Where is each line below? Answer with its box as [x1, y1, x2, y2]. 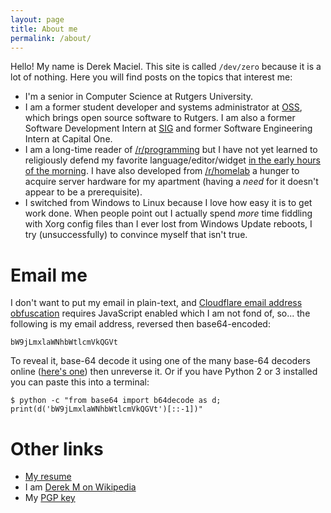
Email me [10, 264, 88, 286]
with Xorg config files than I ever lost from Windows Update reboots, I [24, 218, 313, 230]
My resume [24, 471, 72, 483]
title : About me [10, 24, 78, 34]
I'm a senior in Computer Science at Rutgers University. [24, 91, 254, 103]
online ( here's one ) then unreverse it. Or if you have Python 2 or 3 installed [10, 366, 318, 378]
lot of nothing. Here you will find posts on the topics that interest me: [10, 71, 293, 83]
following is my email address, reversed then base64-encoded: [10, 318, 271, 330]
